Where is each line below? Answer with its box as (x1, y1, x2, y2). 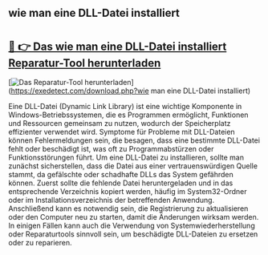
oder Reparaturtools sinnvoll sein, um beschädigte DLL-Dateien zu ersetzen (8, 229, 258, 239)
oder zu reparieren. (8, 238, 72, 247)
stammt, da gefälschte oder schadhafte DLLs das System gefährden (8, 170, 234, 179)
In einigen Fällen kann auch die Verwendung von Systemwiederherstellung (8, 221, 255, 230)
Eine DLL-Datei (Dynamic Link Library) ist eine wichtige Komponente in (8, 102, 242, 111)
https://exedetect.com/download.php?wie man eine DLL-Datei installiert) (10, 86, 251, 95)
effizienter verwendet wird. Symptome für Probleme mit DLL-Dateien (8, 127, 235, 136)
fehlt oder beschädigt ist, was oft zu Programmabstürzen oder (8, 144, 214, 153)
